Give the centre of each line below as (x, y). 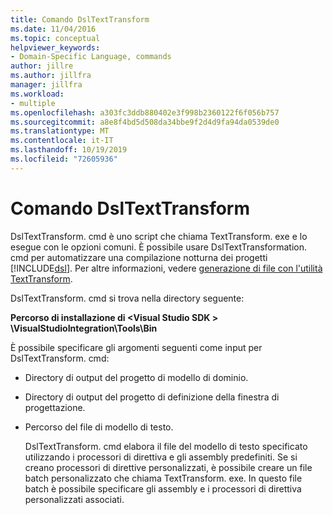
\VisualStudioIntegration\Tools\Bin (84, 328)
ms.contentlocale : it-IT (62, 141)
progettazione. (55, 407)
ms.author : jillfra (51, 76)
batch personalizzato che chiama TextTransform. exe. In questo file (163, 478)
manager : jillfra (46, 85)
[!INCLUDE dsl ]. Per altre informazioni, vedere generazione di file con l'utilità (166, 268)
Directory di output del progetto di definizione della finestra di (152, 397)
